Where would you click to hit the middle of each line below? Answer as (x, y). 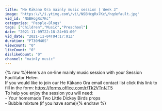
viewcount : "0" (20, 45)
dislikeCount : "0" (24, 54)
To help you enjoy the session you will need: (49, 93)
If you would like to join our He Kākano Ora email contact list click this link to (81, 83)
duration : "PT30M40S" (27, 41)
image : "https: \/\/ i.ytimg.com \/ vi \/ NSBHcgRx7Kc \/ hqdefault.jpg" (72, 14)
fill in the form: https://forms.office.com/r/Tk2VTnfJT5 (59, 88)
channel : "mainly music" (30, 59)
